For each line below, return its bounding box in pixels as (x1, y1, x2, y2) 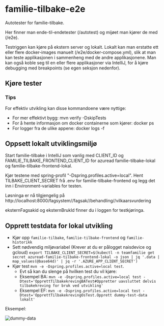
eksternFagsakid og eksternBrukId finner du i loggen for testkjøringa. (5, 207, 145, 213)
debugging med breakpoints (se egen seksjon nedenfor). (5, 65, 121, 71)
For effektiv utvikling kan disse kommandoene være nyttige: (5, 105, 126, 111)
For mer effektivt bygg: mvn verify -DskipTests (12, 115, 107, 121)
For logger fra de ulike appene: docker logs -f (12, 125, 105, 131)
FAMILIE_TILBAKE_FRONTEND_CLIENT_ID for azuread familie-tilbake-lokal (5, 158, 156, 163)
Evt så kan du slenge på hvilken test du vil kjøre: (19, 268, 117, 274)
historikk (12, 240, 33, 245)
